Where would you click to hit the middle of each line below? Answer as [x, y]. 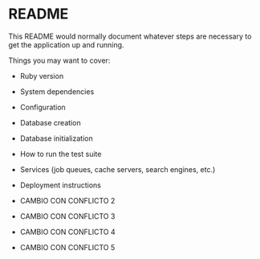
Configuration [43, 107]
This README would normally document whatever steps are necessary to [130, 36]
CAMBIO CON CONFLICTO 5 [67, 247]
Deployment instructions [61, 185]
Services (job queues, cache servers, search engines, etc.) [118, 169]
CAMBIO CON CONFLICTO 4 [67, 232]
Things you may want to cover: [59, 60]
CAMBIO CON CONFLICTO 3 [67, 216]
